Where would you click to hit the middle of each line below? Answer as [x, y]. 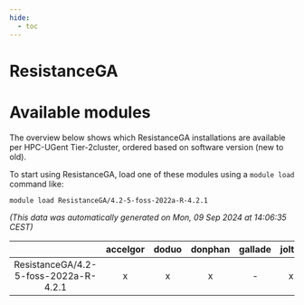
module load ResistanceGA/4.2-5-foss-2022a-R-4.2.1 [109, 200]
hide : [19, 18]
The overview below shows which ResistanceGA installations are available [147, 138]
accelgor [125, 249]
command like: [37, 184]
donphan [210, 249]
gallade [255, 249]
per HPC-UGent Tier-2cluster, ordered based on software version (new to [147, 147]
